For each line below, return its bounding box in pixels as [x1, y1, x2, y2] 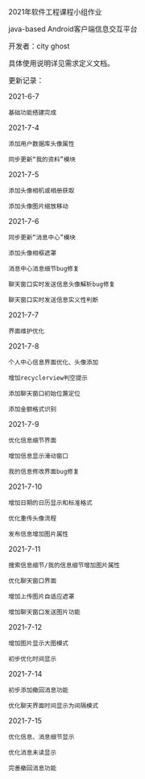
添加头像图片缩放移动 [8, 202, 68, 210]
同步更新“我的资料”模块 [8, 155, 77, 164]
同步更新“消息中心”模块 [8, 234, 77, 242]
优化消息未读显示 [8, 748, 57, 756]
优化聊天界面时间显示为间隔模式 [8, 702, 99, 710]
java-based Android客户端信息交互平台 [8, 24, 138, 34]
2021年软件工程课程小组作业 [8, 7, 102, 16]
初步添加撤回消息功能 [8, 686, 68, 694]
